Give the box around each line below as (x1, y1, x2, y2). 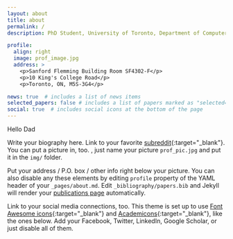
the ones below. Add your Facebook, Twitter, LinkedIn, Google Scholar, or (7, 217, 217, 225)
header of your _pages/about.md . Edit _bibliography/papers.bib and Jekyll (7, 182, 220, 189)
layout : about (7, 10, 49, 17)
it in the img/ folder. (7, 153, 62, 161)
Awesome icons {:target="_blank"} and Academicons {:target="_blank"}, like (7, 209, 223, 218)
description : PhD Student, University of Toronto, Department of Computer (7, 29, 228, 37)
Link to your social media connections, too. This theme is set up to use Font (7, 202, 223, 210)
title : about (7, 17, 45, 24)
